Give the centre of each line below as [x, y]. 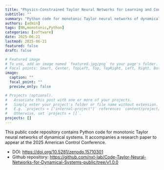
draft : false [18, 50]
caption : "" [22, 78]
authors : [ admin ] [23, 23]
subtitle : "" [18, 14]
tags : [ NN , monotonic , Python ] [35, 28]
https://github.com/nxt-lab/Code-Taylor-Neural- [98, 157]
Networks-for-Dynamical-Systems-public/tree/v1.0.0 [65, 162]
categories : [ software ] [29, 32]
